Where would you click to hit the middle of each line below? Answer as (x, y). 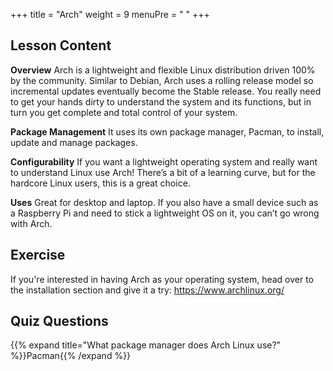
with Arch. (31, 223)
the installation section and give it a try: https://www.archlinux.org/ (147, 290)
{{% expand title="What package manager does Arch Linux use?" (146, 345)
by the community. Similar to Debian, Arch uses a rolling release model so (162, 80)
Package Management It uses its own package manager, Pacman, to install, (167, 131)
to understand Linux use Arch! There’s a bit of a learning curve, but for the (163, 172)
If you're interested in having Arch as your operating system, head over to (162, 279)
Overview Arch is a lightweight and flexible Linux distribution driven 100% (163, 70)
